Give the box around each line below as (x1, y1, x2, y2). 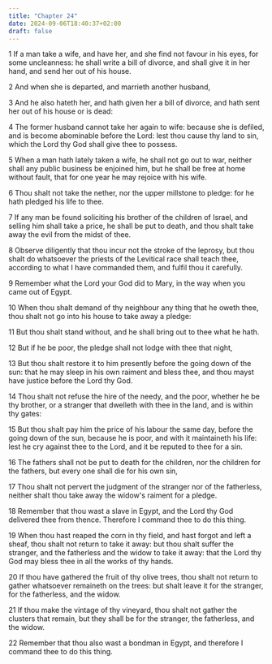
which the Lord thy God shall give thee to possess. (8, 140, 178, 149)
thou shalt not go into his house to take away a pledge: (8, 312, 192, 321)
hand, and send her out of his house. (8, 67, 132, 76)
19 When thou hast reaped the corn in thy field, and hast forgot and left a (8, 531, 252, 541)
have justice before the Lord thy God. (8, 376, 133, 386)
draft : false (8, 27, 53, 35)
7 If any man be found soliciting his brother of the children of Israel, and (8, 213, 248, 222)
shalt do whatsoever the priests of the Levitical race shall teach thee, (8, 254, 240, 264)
